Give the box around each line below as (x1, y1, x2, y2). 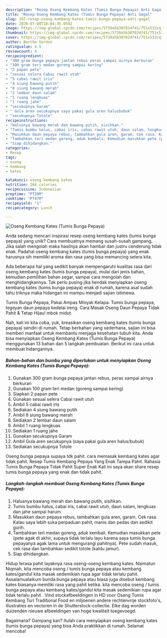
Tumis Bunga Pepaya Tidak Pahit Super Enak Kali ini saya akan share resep (5, 464, 159, 470)
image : (5, 26, 19, 31)
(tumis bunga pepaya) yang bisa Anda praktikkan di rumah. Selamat (5, 623, 144, 629)
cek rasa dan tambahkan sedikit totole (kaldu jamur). (12, 546, 120, 552)
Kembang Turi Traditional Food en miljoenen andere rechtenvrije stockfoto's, (5, 597, 162, 603)
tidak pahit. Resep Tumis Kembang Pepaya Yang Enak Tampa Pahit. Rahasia (5, 458, 161, 464)
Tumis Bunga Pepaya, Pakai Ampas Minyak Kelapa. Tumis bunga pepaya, (5, 300, 155, 306)
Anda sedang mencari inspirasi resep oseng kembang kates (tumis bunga (5, 233, 156, 239)
